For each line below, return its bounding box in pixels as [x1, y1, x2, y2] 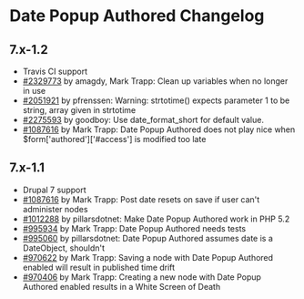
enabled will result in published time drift [22, 262, 176, 273]
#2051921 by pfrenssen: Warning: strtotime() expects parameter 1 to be [22, 95, 290, 106]
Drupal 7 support [22, 184, 86, 195]
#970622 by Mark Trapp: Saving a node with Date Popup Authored [22, 252, 274, 263]
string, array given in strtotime [22, 105, 137, 115]
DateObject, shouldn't [22, 242, 106, 253]
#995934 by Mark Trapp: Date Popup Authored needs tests [22, 222, 247, 233]
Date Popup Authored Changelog [9, 5, 265, 26]
